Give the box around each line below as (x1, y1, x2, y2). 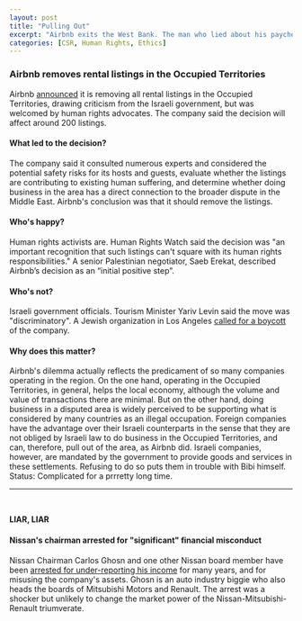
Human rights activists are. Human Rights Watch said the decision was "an (9, 236, 286, 247)
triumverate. (39, 602, 84, 613)
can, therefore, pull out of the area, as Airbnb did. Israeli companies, (9, 442, 262, 453)
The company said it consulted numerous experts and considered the (9, 157, 267, 168)
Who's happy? (9, 217, 65, 228)
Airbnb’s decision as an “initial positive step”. (9, 265, 175, 275)
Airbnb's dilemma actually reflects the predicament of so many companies (9, 365, 285, 376)
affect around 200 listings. (9, 117, 107, 128)
